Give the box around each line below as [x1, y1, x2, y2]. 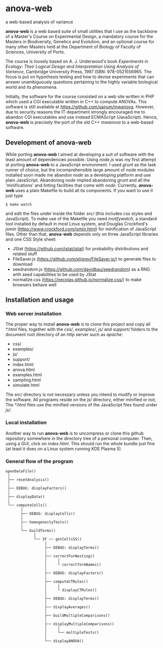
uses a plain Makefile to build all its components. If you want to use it [15, 187, 153, 193]
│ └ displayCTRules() [44, 588, 97, 593]
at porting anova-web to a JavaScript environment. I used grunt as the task [5, 162, 157, 167]
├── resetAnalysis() [7, 477, 49, 483]
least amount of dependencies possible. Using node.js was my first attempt [5, 156, 157, 162]
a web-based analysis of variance [5, 19, 73, 25]
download [12, 261, 33, 267]
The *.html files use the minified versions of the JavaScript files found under [5, 402, 158, 408]
